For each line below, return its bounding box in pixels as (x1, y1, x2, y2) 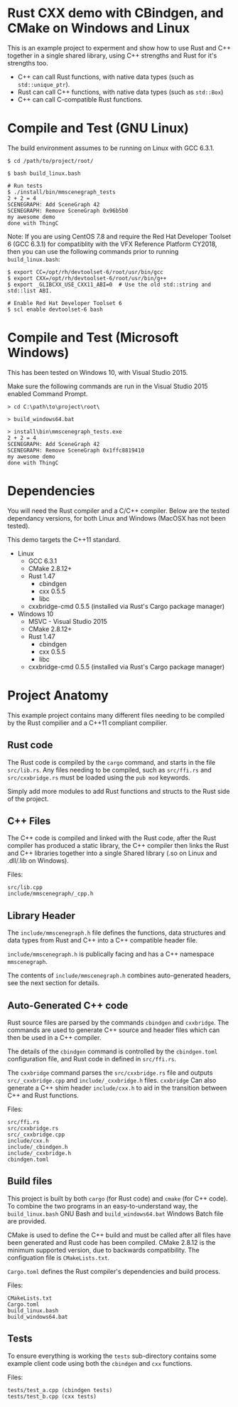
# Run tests (7, 182, 43, 189)
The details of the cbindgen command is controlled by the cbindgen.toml (7, 1047, 218, 1056)
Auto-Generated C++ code (7, 999, 129, 1012)
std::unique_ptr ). (17, 80, 70, 88)
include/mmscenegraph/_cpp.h (7, 891, 94, 898)
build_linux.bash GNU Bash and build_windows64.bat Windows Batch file (7, 1209, 224, 1218)
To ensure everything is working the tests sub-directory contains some (7, 1352, 217, 1360)
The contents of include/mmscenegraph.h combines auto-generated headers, (7, 971, 231, 979)
